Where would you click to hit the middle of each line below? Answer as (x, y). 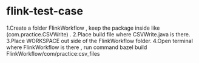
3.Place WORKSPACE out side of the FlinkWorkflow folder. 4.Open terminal (99, 41)
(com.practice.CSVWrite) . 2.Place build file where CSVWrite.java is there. (98, 34)
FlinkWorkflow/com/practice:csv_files (53, 53)
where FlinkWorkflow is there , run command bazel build (77, 47)
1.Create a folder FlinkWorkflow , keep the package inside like (83, 28)
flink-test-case (45, 11)
